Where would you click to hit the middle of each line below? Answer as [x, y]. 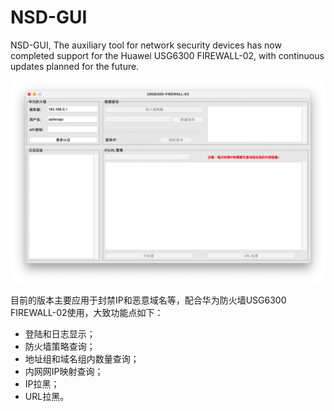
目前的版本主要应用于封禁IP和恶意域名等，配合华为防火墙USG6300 [148, 300]
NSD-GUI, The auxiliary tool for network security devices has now [146, 45]
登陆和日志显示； [60, 333]
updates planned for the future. [75, 66]
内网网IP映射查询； [64, 371]
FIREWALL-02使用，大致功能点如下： [87, 312]
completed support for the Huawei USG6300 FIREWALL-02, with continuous [167, 55]
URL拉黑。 [47, 396]
